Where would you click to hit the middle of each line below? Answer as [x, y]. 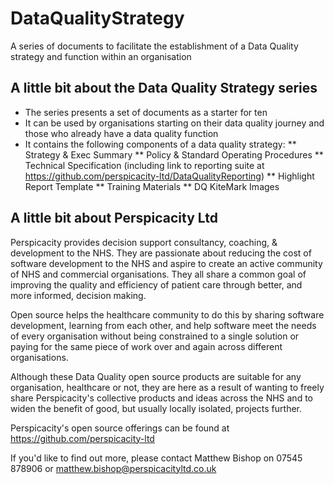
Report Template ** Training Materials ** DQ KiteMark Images [152, 186]
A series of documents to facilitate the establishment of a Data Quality [154, 46]
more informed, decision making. [78, 295]
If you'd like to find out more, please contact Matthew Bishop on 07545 [156, 458]
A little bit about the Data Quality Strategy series [164, 88]
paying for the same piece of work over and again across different [146, 346]
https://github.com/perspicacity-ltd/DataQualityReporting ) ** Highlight [169, 176]
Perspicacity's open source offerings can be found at [120, 428]
